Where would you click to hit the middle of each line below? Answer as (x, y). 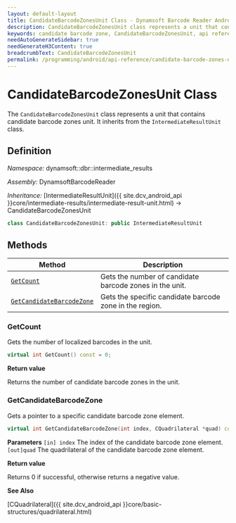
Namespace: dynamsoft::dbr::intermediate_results (80, 168)
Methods (27, 245)
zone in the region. (131, 305)
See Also (20, 491)
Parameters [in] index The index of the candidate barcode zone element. (115, 442)
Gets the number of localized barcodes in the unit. (80, 342)
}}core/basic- (142, 504)
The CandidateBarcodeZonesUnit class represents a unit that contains (106, 114)
